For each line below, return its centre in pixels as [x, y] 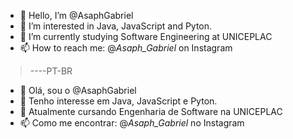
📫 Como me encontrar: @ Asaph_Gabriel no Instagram [132, 123]
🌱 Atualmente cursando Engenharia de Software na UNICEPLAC [151, 111]
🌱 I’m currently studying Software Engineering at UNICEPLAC [146, 36]
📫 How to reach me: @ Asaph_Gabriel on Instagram [126, 48]
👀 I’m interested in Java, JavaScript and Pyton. [116, 26]
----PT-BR [51, 71]
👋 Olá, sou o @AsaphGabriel [78, 90]
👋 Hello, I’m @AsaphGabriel [76, 15]
